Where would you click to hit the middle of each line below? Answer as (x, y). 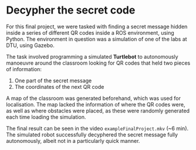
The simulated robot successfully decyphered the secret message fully (92, 134)
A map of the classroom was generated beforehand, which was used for (93, 98)
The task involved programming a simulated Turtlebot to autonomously (92, 56)
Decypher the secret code (71, 10)
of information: (24, 69)
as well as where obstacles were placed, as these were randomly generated (98, 111)
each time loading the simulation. (46, 117)
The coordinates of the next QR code (59, 86)
